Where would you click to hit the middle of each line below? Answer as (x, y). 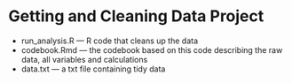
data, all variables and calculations (84, 59)
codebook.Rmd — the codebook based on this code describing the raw (152, 49)
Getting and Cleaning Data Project (136, 16)
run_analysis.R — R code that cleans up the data (110, 41)
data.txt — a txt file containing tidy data (93, 69)
